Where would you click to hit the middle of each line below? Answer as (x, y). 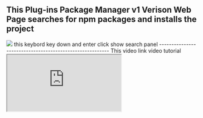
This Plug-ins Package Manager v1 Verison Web (99, 10)
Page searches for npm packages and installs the (101, 20)
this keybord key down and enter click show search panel (86, 44)
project (20, 29)
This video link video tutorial (146, 50)
